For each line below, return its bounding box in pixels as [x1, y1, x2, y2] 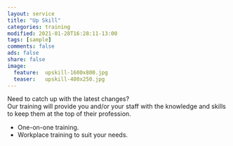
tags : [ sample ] [7, 36, 52, 44]
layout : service [7, 10, 55, 18]
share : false [7, 56, 46, 63]
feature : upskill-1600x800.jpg [13, 69, 109, 76]
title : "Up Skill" [7, 17, 61, 24]
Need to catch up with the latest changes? [7, 95, 130, 103]
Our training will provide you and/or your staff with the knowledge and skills [7, 102, 226, 111]
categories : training [7, 23, 71, 30]
